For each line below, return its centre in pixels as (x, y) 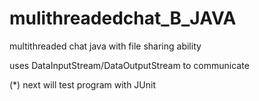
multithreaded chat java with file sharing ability (105, 46)
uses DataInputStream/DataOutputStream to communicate (129, 65)
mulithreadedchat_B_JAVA (123, 18)
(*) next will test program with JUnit (83, 84)
